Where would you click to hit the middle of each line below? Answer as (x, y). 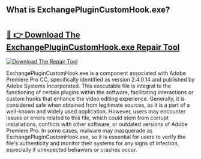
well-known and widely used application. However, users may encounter (96, 111)
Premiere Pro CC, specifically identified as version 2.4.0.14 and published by (100, 79)
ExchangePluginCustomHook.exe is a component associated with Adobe (96, 73)
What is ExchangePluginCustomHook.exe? (88, 10)
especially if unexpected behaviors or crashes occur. (72, 150)
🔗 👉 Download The (43, 34)
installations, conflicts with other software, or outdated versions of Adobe (97, 124)
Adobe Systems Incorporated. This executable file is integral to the (89, 86)
